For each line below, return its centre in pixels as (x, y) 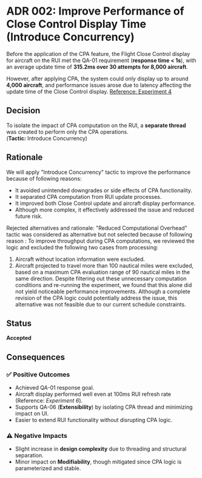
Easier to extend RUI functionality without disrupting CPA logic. (94, 420)
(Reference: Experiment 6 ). (49, 401)
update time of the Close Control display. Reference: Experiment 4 (89, 91)
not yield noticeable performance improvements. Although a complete (103, 291)
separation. (29, 455)
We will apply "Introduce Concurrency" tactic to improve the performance (99, 172)
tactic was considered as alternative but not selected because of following (99, 234)
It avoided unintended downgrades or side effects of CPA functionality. (104, 190)
